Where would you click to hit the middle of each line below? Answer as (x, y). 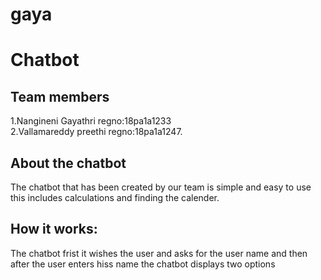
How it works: (54, 229)
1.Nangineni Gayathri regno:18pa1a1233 (91, 121)
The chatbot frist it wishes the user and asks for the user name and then (159, 253)
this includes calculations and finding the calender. (115, 197)
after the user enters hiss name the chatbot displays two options (143, 264)
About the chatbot (68, 163)
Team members (60, 96)
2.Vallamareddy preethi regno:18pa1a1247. (96, 132)
